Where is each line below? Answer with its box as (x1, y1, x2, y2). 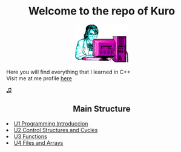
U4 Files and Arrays (14, 139, 64, 146)
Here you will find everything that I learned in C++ (6, 68, 131, 75)
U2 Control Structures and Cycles (14, 126, 98, 133)
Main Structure (72, 104, 131, 114)
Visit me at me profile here (6, 74, 73, 82)
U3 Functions (14, 133, 47, 140)
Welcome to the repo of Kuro (28, 4, 176, 18)
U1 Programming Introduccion (14, 119, 88, 127)
